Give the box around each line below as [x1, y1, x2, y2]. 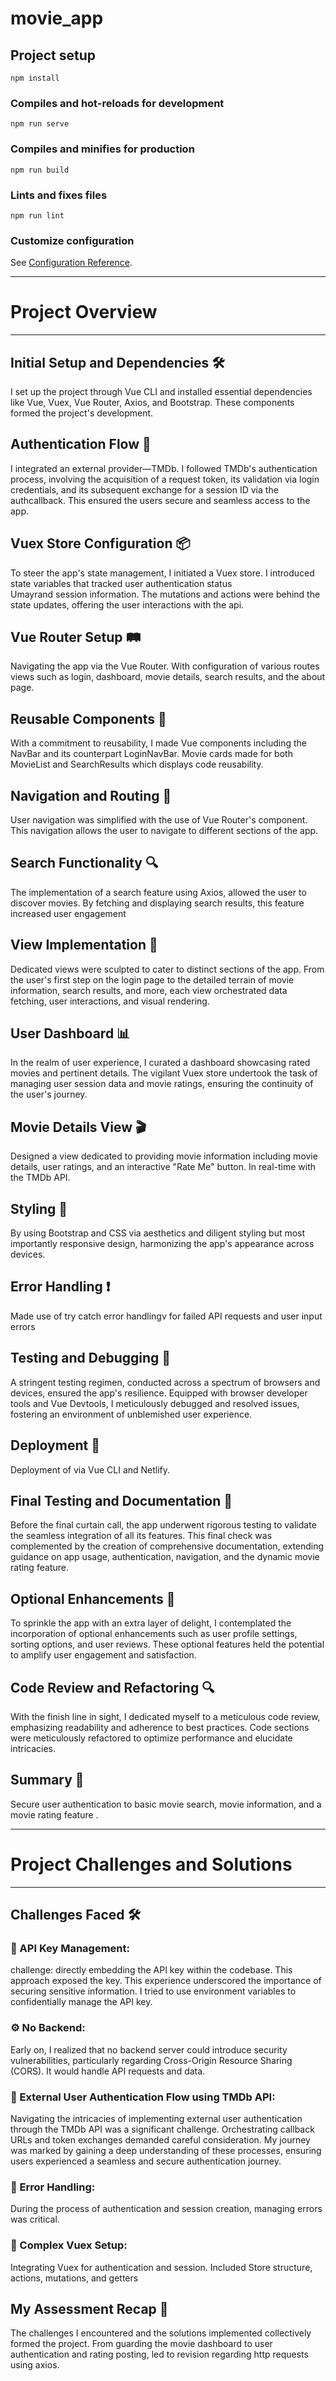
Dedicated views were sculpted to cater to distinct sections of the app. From [10, 963, 325, 975]
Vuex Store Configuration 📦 [10, 535, 191, 552]
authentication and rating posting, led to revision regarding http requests [10, 2348, 309, 2361]
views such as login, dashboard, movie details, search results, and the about [10, 671, 326, 683]
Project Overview [10, 301, 158, 324]
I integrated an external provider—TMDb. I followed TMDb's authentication [10, 462, 318, 474]
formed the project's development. [10, 407, 154, 419]
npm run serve [10, 119, 70, 129]
